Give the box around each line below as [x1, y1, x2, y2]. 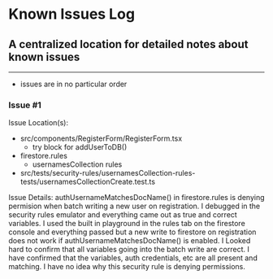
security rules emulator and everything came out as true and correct [8, 210, 237, 220]
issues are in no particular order [19, 79, 128, 89]
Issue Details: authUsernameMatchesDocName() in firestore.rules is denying [8, 193, 266, 203]
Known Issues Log [8, 5, 136, 24]
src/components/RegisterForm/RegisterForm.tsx [19, 133, 183, 143]
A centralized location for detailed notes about [8, 37, 249, 51]
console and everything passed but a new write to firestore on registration [8, 227, 257, 237]
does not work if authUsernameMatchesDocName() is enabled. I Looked [8, 236, 251, 246]
